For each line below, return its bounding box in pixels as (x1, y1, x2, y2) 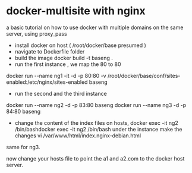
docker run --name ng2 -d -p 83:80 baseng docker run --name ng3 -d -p (6, 101, 186, 108)
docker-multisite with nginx (6, 4, 146, 18)
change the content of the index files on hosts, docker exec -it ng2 (14, 119, 178, 126)
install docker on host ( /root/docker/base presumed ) (14, 42, 147, 49)
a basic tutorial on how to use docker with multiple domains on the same (6, 24, 184, 31)
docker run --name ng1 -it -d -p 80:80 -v (6, 72, 106, 79)
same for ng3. (6, 143, 40, 150)
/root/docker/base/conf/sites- (107, 72, 181, 79)
